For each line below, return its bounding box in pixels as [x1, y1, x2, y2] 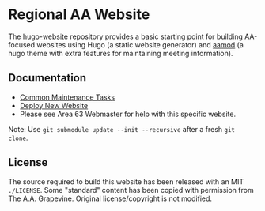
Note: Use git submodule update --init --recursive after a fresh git [8, 124, 236, 134]
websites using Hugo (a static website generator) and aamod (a [36, 40, 244, 49]
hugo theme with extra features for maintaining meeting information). [8, 48, 233, 58]
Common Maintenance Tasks [19, 92, 115, 102]
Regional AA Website [8, 6, 150, 24]
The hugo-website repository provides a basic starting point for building [8, 32, 244, 41]
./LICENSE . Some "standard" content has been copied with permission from [8, 185, 255, 194]
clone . [8, 133, 28, 142]
